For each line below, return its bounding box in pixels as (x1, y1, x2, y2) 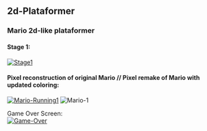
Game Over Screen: (7, 109, 63, 117)
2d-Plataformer (7, 5, 75, 17)
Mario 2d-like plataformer (7, 26, 95, 35)
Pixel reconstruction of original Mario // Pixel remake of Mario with (7, 74, 200, 82)
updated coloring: (7, 81, 60, 89)
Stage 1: (7, 42, 31, 50)
